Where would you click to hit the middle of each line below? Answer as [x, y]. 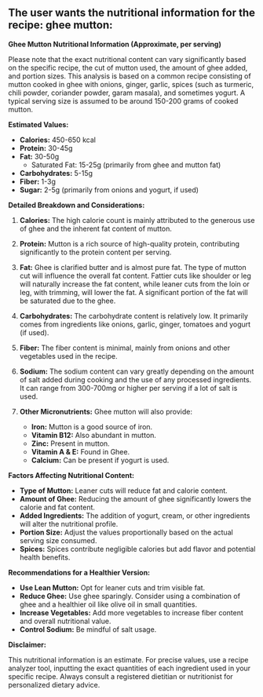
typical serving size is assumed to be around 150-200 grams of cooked [123, 100]
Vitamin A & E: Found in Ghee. [80, 451]
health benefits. [45, 557]
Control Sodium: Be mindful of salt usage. [88, 629]
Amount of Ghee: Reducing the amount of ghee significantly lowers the [135, 498]
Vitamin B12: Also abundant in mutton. [94, 435]
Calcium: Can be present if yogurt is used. [100, 460]
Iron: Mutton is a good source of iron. [92, 426]
